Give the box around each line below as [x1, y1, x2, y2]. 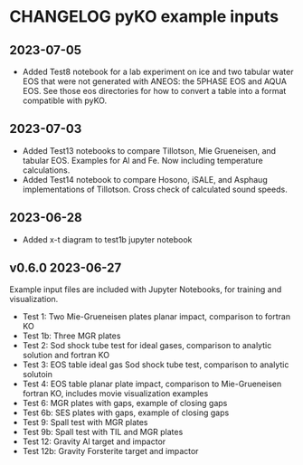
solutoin [22, 369, 52, 380]
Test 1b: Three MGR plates [22, 330, 121, 341]
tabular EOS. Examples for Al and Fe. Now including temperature [22, 155, 264, 166]
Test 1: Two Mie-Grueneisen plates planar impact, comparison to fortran [22, 311, 291, 322]
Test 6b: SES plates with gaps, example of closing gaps [22, 407, 230, 418]
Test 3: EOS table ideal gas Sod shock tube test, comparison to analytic [22, 359, 289, 370]
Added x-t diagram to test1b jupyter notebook [22, 233, 193, 245]
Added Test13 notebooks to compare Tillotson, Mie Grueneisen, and [22, 145, 277, 156]
